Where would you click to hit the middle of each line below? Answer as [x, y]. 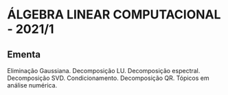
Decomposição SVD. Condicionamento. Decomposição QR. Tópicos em [108, 78]
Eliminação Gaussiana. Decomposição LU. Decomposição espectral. [104, 71]
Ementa [24, 54]
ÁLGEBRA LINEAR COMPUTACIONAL [114, 15]
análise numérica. [32, 85]
